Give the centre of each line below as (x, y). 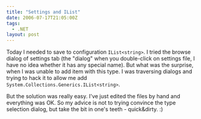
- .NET (20, 29)
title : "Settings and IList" (43, 12)
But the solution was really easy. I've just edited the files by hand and (93, 96)
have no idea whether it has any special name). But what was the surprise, (100, 65)
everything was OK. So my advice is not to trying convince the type (91, 103)
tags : (13, 23)
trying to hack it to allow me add (47, 78)
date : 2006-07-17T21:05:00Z (42, 18)
